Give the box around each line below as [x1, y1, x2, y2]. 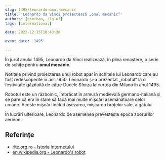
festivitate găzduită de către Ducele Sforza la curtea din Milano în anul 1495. [5, 82, 160, 88]
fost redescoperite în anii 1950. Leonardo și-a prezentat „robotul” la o [5, 77, 146, 82]
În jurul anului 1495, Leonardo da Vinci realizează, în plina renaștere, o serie [5, 57, 159, 62]
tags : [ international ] [5, 21, 52, 26]
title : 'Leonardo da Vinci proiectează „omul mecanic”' [5, 12, 123, 17]
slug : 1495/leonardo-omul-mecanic [5, 7, 77, 12]
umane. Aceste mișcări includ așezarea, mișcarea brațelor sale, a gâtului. [5, 102, 154, 107]
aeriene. [5, 117, 22, 122]
